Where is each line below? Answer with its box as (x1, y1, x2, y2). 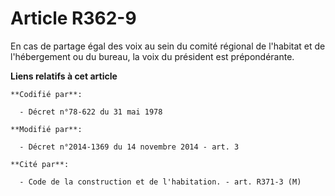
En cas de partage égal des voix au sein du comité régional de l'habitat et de (10, 40, 326, 52)
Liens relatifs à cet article (10, 70, 118, 82)
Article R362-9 (10, 7, 137, 30)
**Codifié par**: (10, 89, 83, 99)
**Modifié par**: (10, 124, 83, 134)
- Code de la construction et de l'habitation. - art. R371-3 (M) (19, 177, 302, 187)
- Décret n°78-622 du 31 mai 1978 (19, 107, 163, 117)
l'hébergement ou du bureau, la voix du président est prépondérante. (10, 50, 295, 62)
